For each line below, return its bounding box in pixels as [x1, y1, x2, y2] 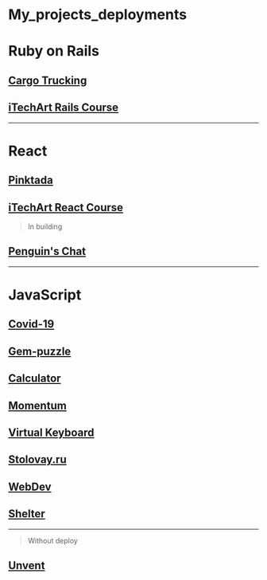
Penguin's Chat [8, 245, 86, 258]
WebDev [8, 480, 52, 493]
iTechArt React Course [8, 201, 124, 214]
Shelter [8, 507, 45, 521]
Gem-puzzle [8, 344, 72, 358]
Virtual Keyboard [8, 425, 95, 439]
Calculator [8, 372, 61, 386]
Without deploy [27, 535, 78, 545]
